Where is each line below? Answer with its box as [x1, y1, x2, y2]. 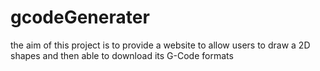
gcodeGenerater [10, 6, 150, 29]
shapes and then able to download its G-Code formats [10, 49, 234, 61]
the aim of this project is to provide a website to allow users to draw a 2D [10, 39, 311, 51]
